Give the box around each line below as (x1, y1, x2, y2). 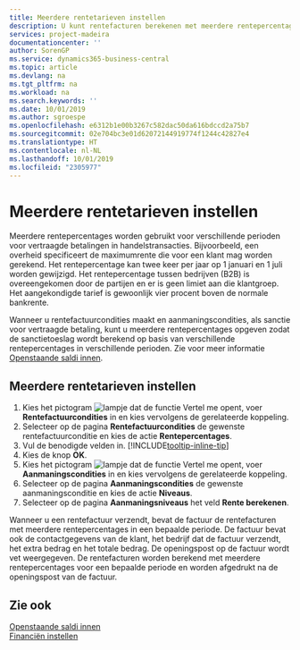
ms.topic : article (9, 63, 78, 72)
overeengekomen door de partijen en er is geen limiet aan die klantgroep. (9, 278, 279, 289)
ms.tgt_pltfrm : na (9, 80, 78, 89)
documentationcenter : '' (9, 38, 102, 47)
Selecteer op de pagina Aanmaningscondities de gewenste (21, 478, 244, 489)
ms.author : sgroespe (9, 113, 87, 122)
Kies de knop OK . (21, 450, 87, 460)
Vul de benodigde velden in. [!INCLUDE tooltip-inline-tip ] (21, 440, 229, 452)
